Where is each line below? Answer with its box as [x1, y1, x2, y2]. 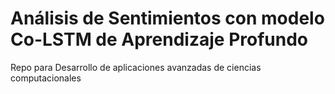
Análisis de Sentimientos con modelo [10, 7, 325, 30]
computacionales [10, 72, 82, 84]
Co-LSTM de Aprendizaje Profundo [10, 28, 308, 51]
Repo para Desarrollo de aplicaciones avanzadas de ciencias [10, 61, 262, 73]
